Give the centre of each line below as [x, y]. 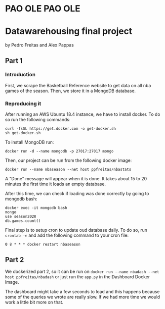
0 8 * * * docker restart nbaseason [43, 245]
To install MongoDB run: [30, 142]
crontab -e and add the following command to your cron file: [67, 235]
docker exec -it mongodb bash [36, 208]
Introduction [20, 75]
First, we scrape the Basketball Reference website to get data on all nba [78, 85]
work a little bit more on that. [34, 302]
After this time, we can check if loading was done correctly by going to [77, 194]
